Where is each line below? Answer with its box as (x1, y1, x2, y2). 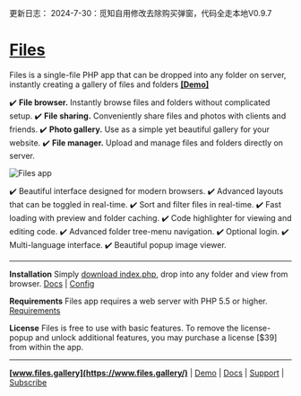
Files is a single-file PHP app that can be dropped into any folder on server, (9, 69, 287, 80)
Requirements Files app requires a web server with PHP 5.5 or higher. (9, 295, 268, 306)
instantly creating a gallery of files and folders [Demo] (9, 79, 209, 90)
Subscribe (9, 376, 47, 388)
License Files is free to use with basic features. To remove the (9, 322, 239, 333)
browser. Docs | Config (9, 277, 95, 289)
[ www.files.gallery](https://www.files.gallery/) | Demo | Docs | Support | (9, 367, 285, 378)
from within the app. (9, 341, 84, 352)
